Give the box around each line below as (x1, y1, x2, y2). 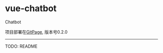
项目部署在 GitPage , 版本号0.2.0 (5, 29, 68, 35)
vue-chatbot (5, 3, 57, 14)
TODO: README (5, 43, 38, 49)
